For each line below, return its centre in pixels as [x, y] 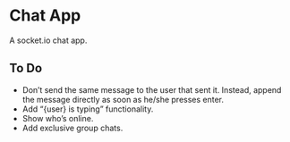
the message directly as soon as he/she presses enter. [123, 99]
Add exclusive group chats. [72, 128]
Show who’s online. [58, 118]
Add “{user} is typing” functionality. [88, 109]
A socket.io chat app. [48, 40]
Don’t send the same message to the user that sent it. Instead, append [152, 89]
